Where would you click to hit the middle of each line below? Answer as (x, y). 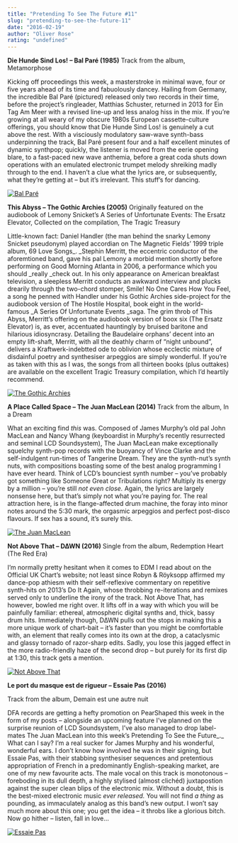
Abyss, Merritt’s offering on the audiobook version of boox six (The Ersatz (115, 319)
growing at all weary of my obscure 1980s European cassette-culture (108, 120)
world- (194, 304)
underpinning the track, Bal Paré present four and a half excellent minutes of (119, 142)
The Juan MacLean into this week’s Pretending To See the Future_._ (126, 736)
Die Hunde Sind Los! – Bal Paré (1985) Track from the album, (96, 60)
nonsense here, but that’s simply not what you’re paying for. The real (107, 496)
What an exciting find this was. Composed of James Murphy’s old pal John (117, 428)
